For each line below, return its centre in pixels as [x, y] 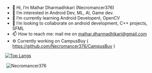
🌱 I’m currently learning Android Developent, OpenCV [66, 18]
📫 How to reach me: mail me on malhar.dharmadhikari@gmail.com [79, 34]
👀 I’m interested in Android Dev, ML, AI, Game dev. [63, 13]
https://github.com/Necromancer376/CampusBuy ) [64, 46]
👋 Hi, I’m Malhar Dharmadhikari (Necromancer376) [63, 8]
